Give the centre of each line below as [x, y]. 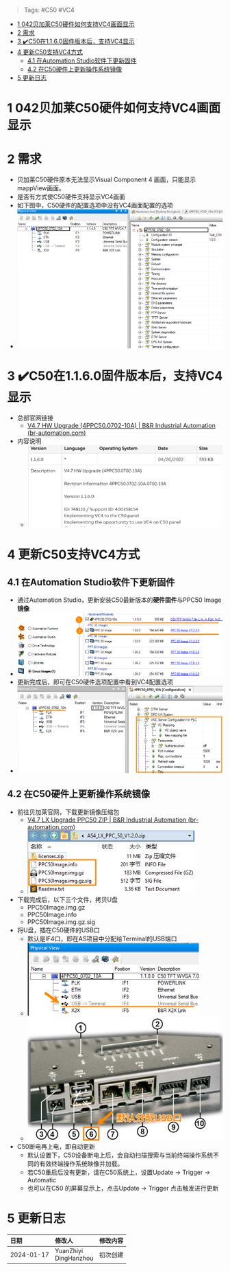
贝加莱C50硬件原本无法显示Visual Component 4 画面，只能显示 [106, 180]
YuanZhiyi [69, 1251]
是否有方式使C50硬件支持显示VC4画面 [71, 197]
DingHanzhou [74, 1258]
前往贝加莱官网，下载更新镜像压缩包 [68, 812]
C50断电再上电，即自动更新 [56, 1146]
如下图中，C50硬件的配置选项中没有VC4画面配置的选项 [95, 205]
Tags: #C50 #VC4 [49, 10]
